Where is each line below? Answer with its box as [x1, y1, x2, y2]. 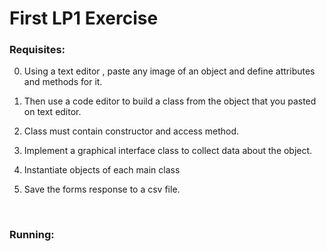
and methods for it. [23, 76, 103, 88]
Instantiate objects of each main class [23, 164, 181, 176]
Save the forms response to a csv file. [23, 183, 181, 196]
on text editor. [23, 106, 82, 118]
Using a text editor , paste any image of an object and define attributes [23, 65, 316, 77]
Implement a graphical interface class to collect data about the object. [23, 145, 313, 157]
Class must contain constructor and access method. [23, 125, 240, 137]
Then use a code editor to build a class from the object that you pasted [23, 95, 317, 107]
